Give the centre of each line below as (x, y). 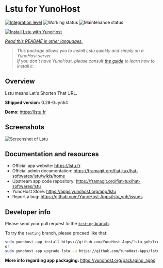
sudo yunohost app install (32, 242)
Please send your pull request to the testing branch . (57, 224)
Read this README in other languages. (44, 41)
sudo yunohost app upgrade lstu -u (41, 251)
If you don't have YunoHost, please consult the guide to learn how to (86, 61)
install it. (25, 66)
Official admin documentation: (42, 171)
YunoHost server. (34, 56)
